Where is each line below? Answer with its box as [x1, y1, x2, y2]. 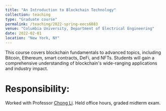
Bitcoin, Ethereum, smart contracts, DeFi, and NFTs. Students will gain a [5, 54, 155, 61]
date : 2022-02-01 [5, 31, 42, 36]
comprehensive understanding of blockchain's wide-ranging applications [5, 60, 157, 66]
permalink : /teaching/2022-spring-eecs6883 [5, 21, 98, 27]
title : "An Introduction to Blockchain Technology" [5, 7, 116, 13]
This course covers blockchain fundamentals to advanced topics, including [5, 49, 161, 55]
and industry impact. [5, 65, 48, 71]
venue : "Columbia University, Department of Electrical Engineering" [5, 26, 155, 31]
